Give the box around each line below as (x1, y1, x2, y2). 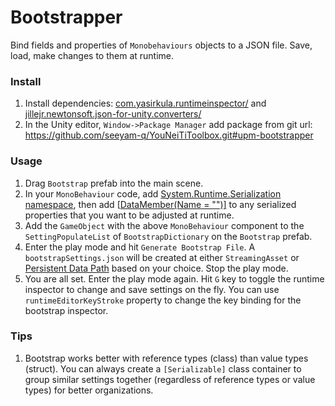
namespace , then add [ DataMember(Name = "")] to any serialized (24, 198, 297, 210)
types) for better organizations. (24, 384, 154, 396)
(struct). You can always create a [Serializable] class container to (24, 362, 302, 375)
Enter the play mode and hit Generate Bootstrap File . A (24, 241, 256, 253)
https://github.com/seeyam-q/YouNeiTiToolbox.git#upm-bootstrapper (24, 129, 314, 141)
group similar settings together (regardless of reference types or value (24, 373, 316, 385)
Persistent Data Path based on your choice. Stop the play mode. (24, 262, 289, 274)
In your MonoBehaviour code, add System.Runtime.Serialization (24, 187, 282, 200)
